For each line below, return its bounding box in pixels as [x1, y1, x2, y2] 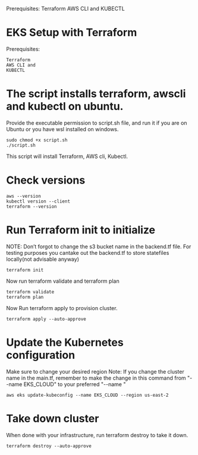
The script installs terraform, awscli [6, 87, 186, 100]
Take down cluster [6, 412, 99, 425]
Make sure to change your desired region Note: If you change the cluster [6, 368, 184, 375]
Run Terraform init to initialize [6, 223, 156, 236]
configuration [6, 348, 76, 362]
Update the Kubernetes [6, 336, 124, 349]
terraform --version [6, 203, 58, 210]
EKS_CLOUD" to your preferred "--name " [23, 380, 126, 388]
